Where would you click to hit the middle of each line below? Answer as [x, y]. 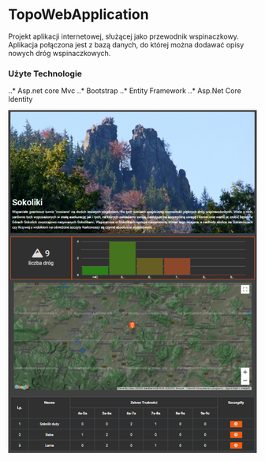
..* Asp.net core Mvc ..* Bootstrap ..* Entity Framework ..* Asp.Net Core [125, 91]
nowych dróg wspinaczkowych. [60, 53]
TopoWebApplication [78, 15]
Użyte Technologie [45, 73]
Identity [21, 99]
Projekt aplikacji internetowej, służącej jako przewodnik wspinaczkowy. [123, 36]
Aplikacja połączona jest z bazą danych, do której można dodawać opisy [126, 44]
